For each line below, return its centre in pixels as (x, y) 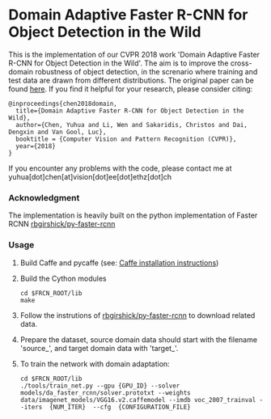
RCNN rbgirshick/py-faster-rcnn (62, 224)
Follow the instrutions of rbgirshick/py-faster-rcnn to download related (138, 315)
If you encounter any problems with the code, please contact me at (120, 168)
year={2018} (36, 146)
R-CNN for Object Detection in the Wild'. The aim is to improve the (119, 63)
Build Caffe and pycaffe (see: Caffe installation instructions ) (119, 262)
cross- (241, 63)
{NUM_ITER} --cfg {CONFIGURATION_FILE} (121, 407)
